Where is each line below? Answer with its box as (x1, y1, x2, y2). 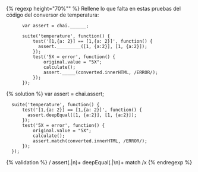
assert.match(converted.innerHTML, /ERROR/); (32, 138, 147, 144)
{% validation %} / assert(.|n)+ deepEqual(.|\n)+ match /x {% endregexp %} (6, 159, 192, 165)
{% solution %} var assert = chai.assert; (6, 90, 104, 97)
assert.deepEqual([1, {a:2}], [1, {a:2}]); (27, 112, 137, 118)
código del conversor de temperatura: (6, 11, 99, 18)
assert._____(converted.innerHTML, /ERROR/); (43, 69, 159, 75)
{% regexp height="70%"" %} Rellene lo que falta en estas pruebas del (6, 5, 181, 12)
